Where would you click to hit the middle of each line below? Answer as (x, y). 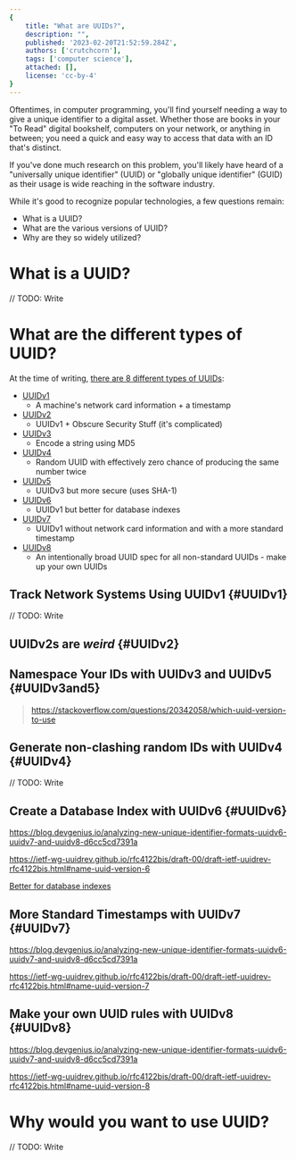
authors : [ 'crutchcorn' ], (74, 51)
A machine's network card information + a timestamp (133, 405)
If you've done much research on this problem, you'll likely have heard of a (146, 164)
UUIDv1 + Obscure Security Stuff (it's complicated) (129, 424)
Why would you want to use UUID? (140, 1122)
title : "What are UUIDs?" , (75, 26)
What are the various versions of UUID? (95, 228)
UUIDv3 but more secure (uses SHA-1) (106, 490)
